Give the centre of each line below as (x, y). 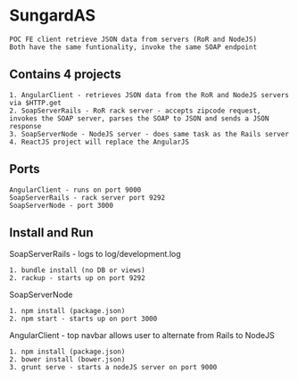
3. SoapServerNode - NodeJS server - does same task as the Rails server (149, 134)
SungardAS (53, 16)
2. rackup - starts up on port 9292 (77, 278)
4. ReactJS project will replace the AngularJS (99, 142)
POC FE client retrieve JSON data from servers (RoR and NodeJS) (133, 39)
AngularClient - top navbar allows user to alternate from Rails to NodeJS (142, 335)
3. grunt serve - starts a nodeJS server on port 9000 (113, 368)
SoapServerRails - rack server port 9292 (87, 197)
